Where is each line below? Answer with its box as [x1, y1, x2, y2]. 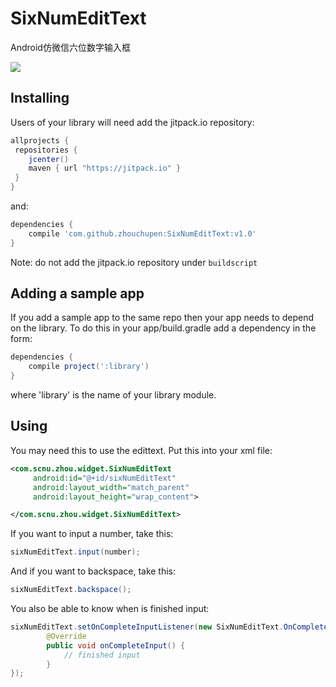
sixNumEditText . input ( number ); [10, 547, 141, 557]
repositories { [14, 145, 78, 155]
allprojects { [10, 135, 70, 146]
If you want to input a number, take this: [10, 528, 174, 540]
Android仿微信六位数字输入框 [10, 41, 131, 53]
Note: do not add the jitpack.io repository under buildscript [10, 256, 258, 268]
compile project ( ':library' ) [28, 362, 150, 372]
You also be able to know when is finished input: [10, 603, 210, 614]
